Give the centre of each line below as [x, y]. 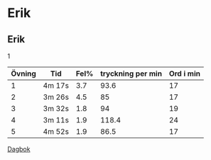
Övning [24, 74]
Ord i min [185, 74]
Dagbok [19, 149]
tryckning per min [131, 74]
